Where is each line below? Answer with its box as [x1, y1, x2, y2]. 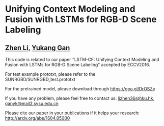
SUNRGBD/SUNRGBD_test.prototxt [5, 77, 76, 82]
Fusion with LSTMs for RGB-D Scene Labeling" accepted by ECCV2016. [5, 62, 151, 67]
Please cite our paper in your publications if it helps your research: [5, 110, 140, 116]
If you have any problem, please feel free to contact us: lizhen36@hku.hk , [5, 95, 155, 101]
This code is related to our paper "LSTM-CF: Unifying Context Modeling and [5, 57, 160, 62]
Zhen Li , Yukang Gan [5, 43, 70, 52]
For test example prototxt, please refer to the [5, 71, 96, 77]
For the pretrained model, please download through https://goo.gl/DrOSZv [5, 86, 156, 91]
